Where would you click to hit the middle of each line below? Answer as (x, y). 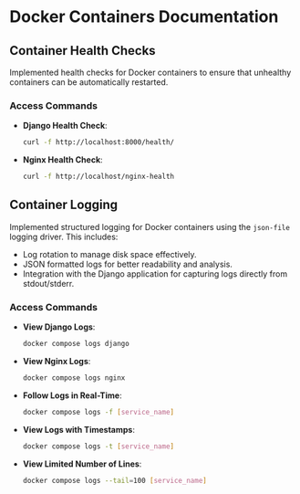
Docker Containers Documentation (144, 17)
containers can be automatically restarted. (89, 82)
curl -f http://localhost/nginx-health (98, 177)
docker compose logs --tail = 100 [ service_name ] (114, 480)
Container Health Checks (83, 51)
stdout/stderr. (48, 283)
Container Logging (64, 205)
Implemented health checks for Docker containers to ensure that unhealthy (150, 72)
